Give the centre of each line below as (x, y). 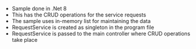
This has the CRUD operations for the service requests (79, 15)
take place (24, 40)
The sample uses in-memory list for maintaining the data (81, 21)
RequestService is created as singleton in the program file (83, 27)
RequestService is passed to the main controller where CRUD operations (101, 34)
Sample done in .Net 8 (39, 9)
